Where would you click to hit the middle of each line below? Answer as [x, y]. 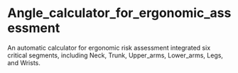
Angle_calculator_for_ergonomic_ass [119, 13]
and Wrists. [24, 62]
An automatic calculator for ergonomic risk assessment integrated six [109, 47]
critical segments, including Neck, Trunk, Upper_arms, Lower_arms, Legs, [115, 55]
